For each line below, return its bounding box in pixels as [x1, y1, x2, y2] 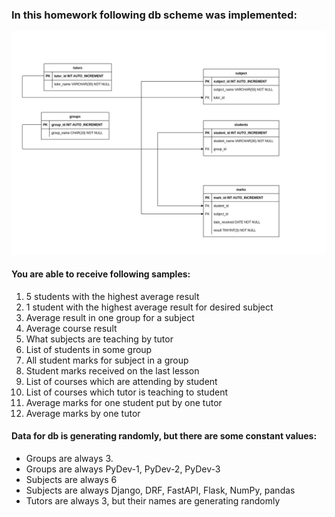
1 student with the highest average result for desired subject [25, 301, 274, 313]
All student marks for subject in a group [25, 354, 189, 366]
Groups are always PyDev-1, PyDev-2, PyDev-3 [25, 463, 221, 475]
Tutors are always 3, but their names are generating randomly [25, 495, 281, 507]
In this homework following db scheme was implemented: [11, 8, 298, 22]
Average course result [25, 322, 118, 334]
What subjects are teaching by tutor [25, 333, 174, 345]
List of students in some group [25, 343, 153, 355]
